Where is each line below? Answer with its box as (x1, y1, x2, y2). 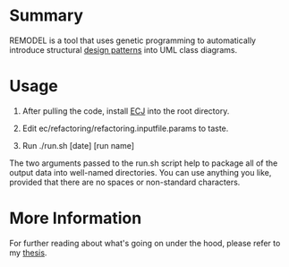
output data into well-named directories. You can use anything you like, (9, 167, 272, 177)
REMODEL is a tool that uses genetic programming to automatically (9, 35, 257, 46)
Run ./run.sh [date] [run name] (21, 140, 135, 151)
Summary (9, 5, 83, 26)
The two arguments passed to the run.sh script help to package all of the (9, 158, 278, 168)
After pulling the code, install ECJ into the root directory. (21, 105, 230, 116)
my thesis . (9, 247, 47, 258)
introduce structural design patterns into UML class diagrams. (9, 44, 238, 55)
